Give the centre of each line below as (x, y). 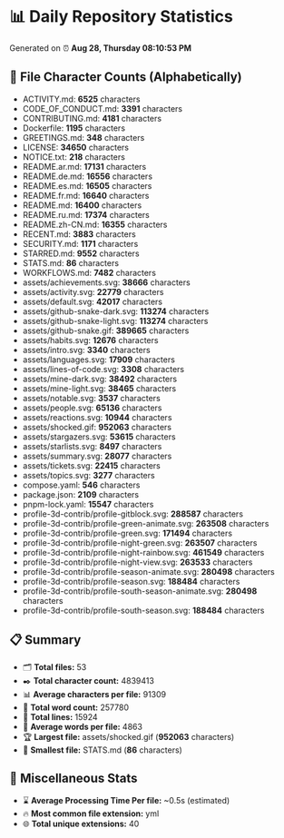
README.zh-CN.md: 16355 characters (95, 224)
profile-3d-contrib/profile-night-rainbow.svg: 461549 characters (143, 552)
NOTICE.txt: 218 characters (73, 157)
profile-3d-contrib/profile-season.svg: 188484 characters (131, 581)
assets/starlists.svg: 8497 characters (92, 446)
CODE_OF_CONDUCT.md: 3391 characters (103, 108)
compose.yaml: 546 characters (81, 485)
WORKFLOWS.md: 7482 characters (89, 272)
